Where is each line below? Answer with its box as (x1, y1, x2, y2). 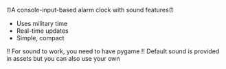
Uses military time (16, 20, 68, 27)
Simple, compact (16, 34, 65, 42)
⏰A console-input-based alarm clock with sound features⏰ (6, 6, 174, 14)
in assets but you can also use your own (6, 55, 121, 62)
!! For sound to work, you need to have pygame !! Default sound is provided (6, 47, 220, 55)
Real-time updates (16, 27, 69, 35)
